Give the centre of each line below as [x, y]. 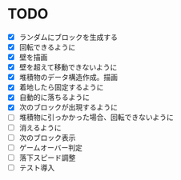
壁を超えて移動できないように [68, 67]
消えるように [40, 127]
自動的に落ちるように [54, 98]
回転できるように [47, 47]
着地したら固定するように [61, 87]
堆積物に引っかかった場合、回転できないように [96, 118]
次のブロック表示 [47, 138]
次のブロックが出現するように [68, 107]
